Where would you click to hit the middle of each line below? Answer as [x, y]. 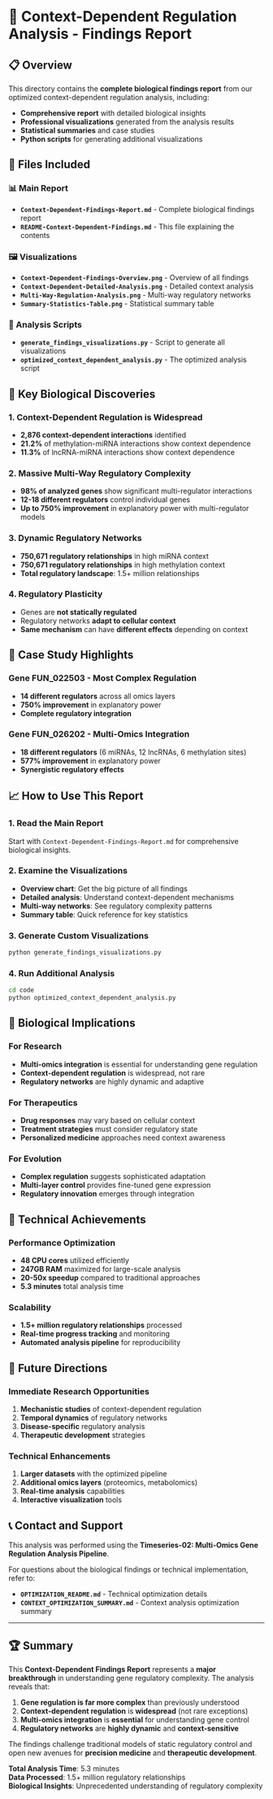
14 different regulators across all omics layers [98, 696]
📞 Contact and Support [66, 1526]
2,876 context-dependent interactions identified [103, 434]
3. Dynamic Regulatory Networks [75, 539]
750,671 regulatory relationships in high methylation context [122, 565]
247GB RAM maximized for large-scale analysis [100, 1269]
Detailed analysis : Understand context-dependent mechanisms [127, 897]
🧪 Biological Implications [72, 1023]
